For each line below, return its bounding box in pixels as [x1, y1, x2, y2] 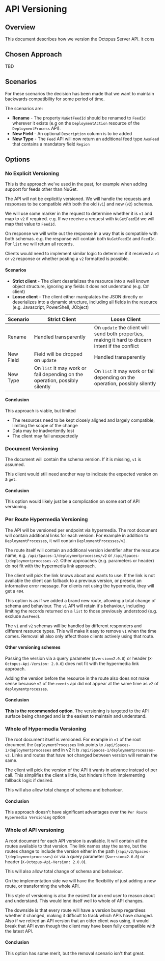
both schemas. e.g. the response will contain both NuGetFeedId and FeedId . [5, 236, 156, 242]
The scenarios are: [5, 105, 43, 111]
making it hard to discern [94, 336, 152, 343]
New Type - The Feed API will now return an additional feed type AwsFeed [12, 136, 160, 142]
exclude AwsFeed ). [5, 613, 41, 619]
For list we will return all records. [5, 241, 74, 247]
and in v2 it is [52, 747, 80, 753]
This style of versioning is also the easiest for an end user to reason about [5, 892, 155, 898]
